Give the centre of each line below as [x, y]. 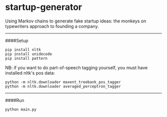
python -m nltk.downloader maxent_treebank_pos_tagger [63, 82]
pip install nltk [23, 50]
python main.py [21, 109]
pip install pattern [27, 58]
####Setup [17, 40]
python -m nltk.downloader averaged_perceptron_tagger [63, 86]
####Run [15, 100]
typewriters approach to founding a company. [52, 26]
